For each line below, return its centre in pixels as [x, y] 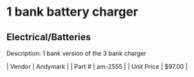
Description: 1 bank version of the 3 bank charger [76, 53]
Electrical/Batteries [49, 37]
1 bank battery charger [72, 12]
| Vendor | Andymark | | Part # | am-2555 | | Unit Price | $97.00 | [97, 66]
